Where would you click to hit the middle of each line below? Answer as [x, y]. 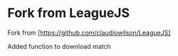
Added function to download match [59, 46]
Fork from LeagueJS [69, 13]
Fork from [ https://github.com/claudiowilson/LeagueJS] [89, 33]
